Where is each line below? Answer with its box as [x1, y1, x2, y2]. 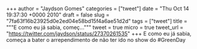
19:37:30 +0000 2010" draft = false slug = [6, 11, 110, 18]
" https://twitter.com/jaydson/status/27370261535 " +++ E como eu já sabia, [6, 30, 192, 37]
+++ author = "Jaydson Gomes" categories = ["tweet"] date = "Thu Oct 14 [6, 5, 190, 12]
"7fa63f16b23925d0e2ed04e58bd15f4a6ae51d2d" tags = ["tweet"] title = [6, 18, 187, 24]
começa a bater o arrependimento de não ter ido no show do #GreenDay [6, 37, 186, 43]
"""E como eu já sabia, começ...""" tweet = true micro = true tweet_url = [6, 24, 184, 31]
